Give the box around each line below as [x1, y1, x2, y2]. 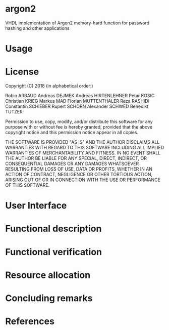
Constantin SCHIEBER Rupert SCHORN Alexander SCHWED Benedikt [5, 103, 149, 109]
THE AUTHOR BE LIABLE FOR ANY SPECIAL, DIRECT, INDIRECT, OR [5, 155, 147, 161]
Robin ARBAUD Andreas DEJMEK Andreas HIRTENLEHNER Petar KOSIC [5, 93, 155, 99]
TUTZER [5, 109, 23, 115]
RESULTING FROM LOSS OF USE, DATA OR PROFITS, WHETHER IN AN [5, 166, 153, 172]
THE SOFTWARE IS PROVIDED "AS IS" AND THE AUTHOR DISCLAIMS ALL [5, 139, 160, 145]
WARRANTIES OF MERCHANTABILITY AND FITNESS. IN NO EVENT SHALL [5, 150, 161, 156]
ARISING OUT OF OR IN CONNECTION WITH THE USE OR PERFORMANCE [5, 177, 160, 183]
